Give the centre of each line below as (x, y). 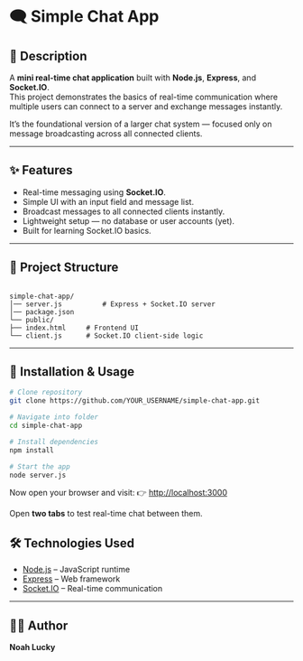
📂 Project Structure (64, 268)
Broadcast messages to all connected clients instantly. (124, 211)
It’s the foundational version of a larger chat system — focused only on (141, 124)
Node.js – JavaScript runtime (76, 570)
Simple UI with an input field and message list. (108, 201)
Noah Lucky (32, 647)
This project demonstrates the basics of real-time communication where (143, 97)
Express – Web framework (71, 579)
